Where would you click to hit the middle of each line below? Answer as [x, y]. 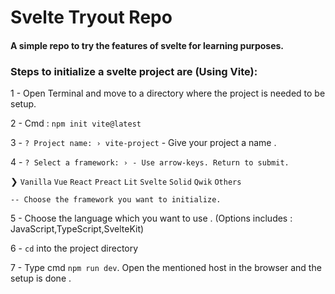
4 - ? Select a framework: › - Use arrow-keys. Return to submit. [150, 162]
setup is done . [41, 278]
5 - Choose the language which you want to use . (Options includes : [151, 218]
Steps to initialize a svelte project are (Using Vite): [134, 71]
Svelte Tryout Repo [91, 17]
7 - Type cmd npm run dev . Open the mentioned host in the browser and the [166, 268]
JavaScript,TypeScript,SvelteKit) [77, 229]
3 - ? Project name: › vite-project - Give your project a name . [143, 143]
